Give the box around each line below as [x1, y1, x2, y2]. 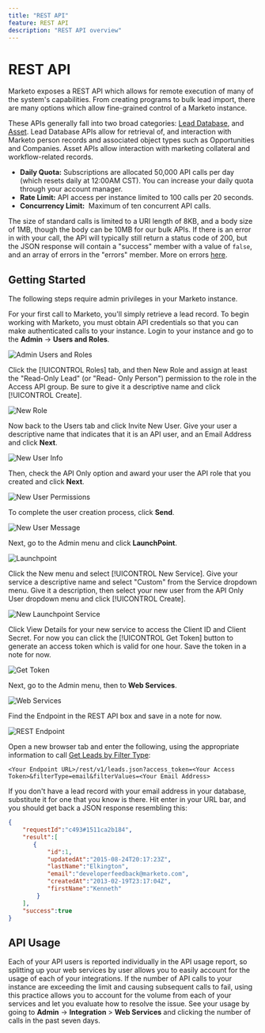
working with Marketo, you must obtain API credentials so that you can [8, 318, 239, 327]
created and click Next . [8, 477, 85, 486]
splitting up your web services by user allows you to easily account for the [8, 966, 251, 975]
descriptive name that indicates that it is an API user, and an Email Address [8, 429, 252, 439]
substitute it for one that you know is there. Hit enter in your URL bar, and [8, 795, 247, 804]
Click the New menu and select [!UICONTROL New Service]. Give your [8, 569, 238, 578]
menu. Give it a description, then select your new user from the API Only [8, 586, 244, 596]
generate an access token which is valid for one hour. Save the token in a [8, 641, 247, 651]
